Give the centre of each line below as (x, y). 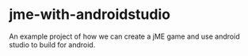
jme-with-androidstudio (90, 15)
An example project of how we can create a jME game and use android (124, 36)
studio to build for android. (52, 44)
